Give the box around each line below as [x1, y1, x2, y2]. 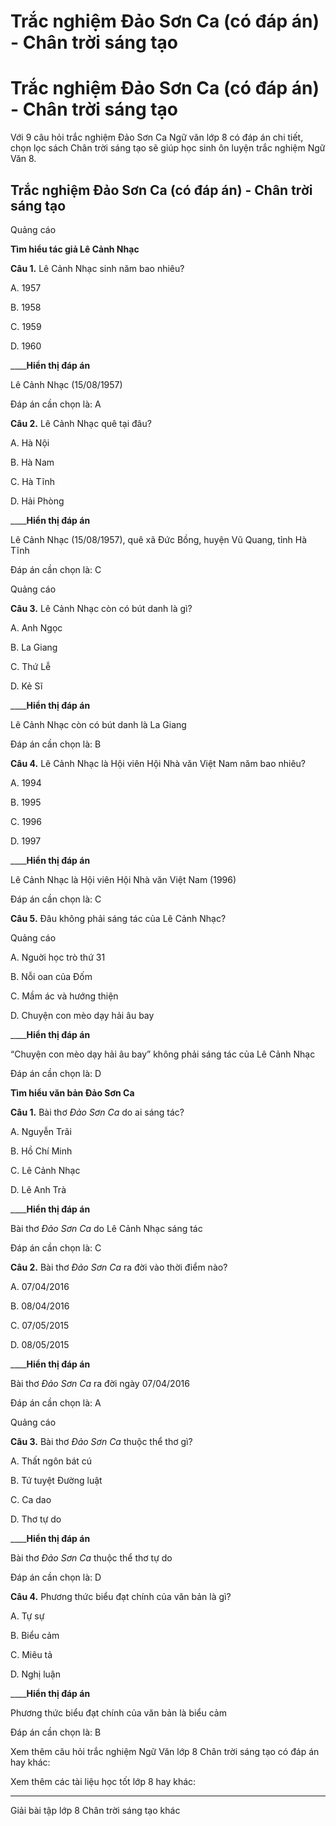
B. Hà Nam [10, 456, 55, 468]
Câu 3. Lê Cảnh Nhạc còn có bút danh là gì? [10, 602, 193, 614]
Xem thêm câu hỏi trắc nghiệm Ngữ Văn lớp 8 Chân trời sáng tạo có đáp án [10, 1745, 320, 1757]
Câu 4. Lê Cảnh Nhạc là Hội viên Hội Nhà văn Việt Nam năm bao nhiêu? [10, 757, 307, 769]
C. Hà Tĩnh [10, 475, 56, 487]
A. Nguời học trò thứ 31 [10, 951, 106, 963]
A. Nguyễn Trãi [10, 1125, 72, 1137]
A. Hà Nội [10, 436, 50, 449]
